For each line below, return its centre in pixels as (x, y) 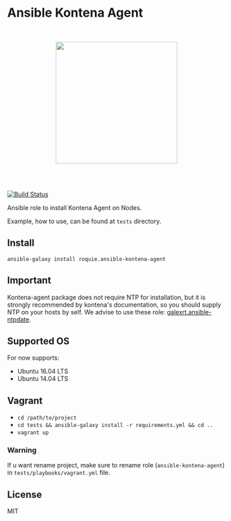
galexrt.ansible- (189, 312)
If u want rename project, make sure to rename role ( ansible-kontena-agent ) (116, 465)
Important (29, 281)
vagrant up (33, 433)
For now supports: (33, 358)
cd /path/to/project (47, 418)
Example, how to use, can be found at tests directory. (84, 221)
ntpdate (18, 319)
